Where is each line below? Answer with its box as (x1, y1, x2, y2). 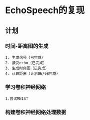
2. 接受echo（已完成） (5, 60, 47, 65)
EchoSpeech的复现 (5, 5, 85, 16)
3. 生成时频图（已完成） (5, 66, 49, 71)
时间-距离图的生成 (5, 42, 49, 49)
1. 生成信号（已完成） (5, 55, 46, 60)
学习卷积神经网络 (5, 83, 46, 90)
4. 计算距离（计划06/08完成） (5, 71, 61, 76)
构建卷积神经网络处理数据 (5, 109, 67, 116)
